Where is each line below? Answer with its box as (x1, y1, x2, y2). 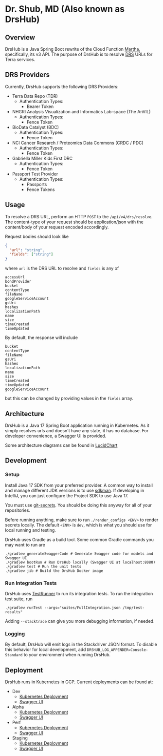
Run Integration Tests (5, 580, 57, 587)
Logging (5, 630, 25, 637)
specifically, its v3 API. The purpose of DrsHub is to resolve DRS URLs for (5, 51, 153, 57)
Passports (26, 181, 47, 187)
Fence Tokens (26, 187, 55, 192)
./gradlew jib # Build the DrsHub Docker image (5, 568, 104, 573)
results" (5, 609, 23, 614)
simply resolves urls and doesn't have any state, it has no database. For (5, 427, 149, 433)
